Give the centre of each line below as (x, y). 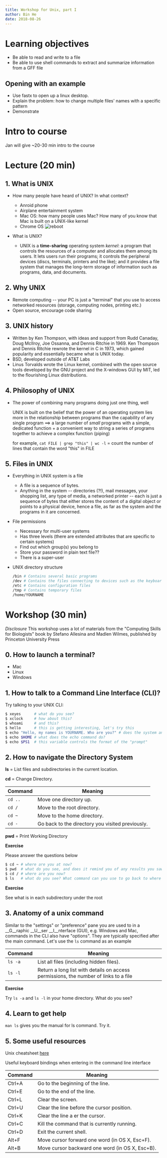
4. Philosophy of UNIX (40, 391)
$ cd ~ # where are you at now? (39, 865)
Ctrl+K (15, 1116)
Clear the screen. (58, 1100)
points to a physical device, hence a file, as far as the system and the (90, 507)
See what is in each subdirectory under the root (54, 897)
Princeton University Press (32, 639)
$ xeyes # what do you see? (40, 714)
